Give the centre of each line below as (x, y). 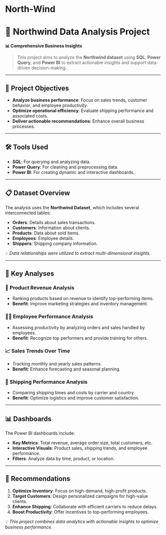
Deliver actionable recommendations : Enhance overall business (78, 121)
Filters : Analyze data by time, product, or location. (63, 458)
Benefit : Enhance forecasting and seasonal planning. (66, 369)
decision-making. (49, 68)
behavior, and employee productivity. (50, 105)
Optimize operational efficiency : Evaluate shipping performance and (83, 111)
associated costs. (30, 116)
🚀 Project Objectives (37, 88)
